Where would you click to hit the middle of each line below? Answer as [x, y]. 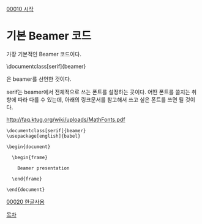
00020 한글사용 [25, 201]
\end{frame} [27, 179]
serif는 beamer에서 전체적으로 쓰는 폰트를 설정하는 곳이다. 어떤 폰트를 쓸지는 [99, 92]
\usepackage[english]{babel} [43, 136]
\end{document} [26, 189]
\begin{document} [28, 147]
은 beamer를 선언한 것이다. [39, 79]
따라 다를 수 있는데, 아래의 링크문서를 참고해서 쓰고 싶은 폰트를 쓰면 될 [101, 99]
